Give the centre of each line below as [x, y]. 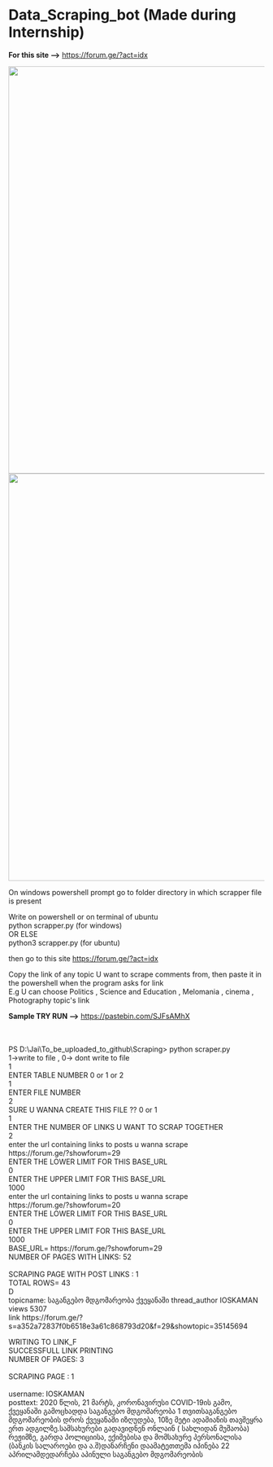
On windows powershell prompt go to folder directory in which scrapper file [135, 892]
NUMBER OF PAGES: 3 [46, 1359]
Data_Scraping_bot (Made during [123, 15]
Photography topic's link [49, 1000]
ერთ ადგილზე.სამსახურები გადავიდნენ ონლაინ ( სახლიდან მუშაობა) [129, 1428]
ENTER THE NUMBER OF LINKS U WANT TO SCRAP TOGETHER [116, 1127]
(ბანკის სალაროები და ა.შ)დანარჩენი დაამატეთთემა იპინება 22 [119, 1445]
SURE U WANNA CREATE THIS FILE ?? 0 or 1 [83, 1109]
